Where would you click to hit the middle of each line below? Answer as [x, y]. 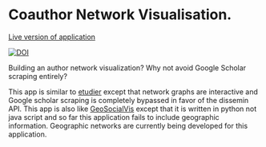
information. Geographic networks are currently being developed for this [128, 125]
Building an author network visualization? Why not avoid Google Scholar [127, 68]
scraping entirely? [38, 76]
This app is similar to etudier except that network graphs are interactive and [133, 91]
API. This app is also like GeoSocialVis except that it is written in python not [133, 109]
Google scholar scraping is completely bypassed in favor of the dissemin [129, 100]
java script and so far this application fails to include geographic [114, 117]
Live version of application [52, 37]
